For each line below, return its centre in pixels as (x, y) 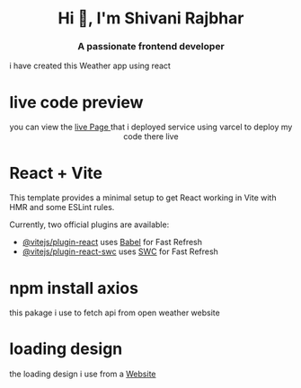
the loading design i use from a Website (83, 374)
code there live (151, 137)
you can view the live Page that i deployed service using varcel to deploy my (151, 127)
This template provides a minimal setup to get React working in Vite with (143, 198)
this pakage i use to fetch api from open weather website (115, 313)
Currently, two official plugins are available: (89, 225)
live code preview (76, 102)
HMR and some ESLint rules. (62, 207)
